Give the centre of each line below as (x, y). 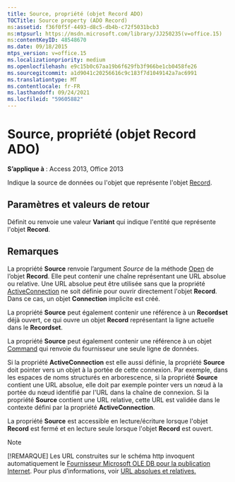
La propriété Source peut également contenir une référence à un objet (109, 341)
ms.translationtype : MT (42, 80)
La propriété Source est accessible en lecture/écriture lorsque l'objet (108, 421)
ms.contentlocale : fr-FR (44, 86)
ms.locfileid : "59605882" (45, 100)
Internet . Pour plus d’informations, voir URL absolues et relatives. (102, 471)
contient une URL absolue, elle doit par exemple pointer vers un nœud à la (115, 384)
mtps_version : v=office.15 (47, 54)
